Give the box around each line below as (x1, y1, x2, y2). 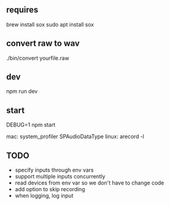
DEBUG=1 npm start (6, 121, 56, 128)
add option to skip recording (14, 186, 85, 193)
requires (6, 5, 38, 15)
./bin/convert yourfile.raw (6, 54, 70, 61)
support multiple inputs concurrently (14, 173, 106, 180)
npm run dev (6, 87, 38, 95)
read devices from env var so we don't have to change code (14, 179, 165, 186)
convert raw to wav (6, 39, 80, 49)
